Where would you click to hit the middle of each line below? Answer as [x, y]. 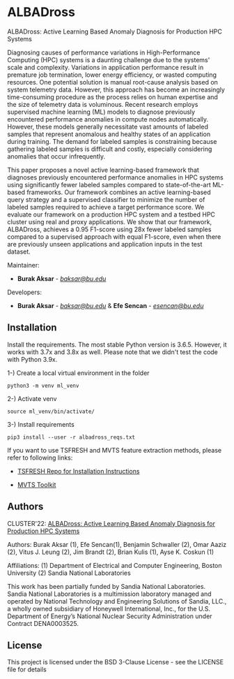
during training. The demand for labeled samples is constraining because [112, 141]
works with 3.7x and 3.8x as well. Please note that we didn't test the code [112, 352]
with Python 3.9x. [32, 359]
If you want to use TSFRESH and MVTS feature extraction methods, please [114, 450]
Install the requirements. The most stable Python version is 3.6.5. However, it [117, 344]
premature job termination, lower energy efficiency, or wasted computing [112, 75]
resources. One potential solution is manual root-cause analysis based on [112, 82]
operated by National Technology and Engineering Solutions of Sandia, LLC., [117, 601]
